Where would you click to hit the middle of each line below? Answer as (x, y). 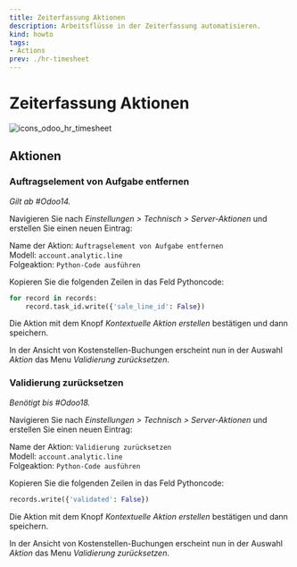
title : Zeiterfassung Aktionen (67, 17)
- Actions (28, 51)
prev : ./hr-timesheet (49, 59)
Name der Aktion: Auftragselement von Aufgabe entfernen (116, 245)
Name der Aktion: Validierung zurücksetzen (91, 446)
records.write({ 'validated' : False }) (79, 499)
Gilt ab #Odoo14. (40, 201)
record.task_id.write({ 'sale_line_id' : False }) (115, 306)
